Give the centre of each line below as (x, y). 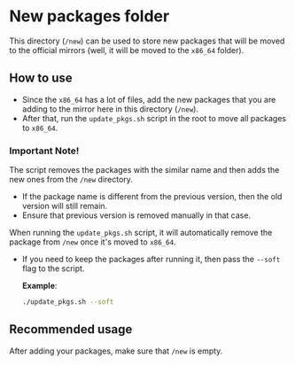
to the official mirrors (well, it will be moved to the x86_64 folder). (127, 50)
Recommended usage (71, 330)
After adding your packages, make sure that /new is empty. (116, 351)
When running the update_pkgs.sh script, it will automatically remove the (141, 233)
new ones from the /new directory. (71, 180)
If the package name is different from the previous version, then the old (152, 197)
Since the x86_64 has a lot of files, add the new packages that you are (149, 99)
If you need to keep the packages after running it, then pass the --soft (151, 260)
